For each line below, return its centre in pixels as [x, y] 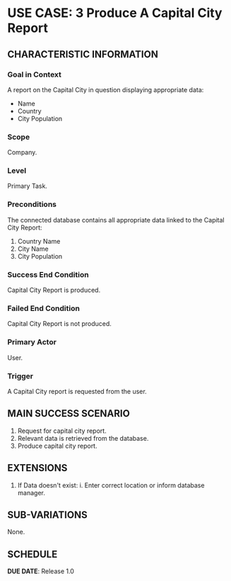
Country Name [39, 241]
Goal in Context [35, 74]
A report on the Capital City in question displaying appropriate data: [106, 89]
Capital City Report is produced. [54, 290]
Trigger [20, 376]
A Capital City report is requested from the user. [77, 391]
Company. [22, 152]
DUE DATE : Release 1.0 [41, 571]
